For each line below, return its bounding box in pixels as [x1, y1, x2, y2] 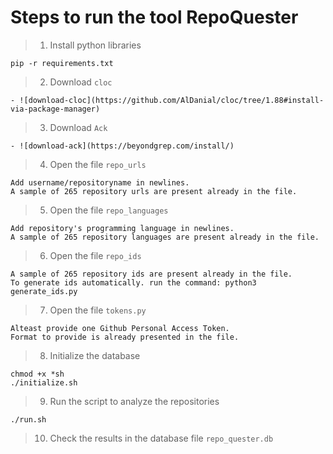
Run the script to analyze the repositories [49, 395, 220, 407]
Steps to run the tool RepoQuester [10, 6, 299, 29]
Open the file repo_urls [49, 158, 147, 170]
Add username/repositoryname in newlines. [10, 177, 190, 188]
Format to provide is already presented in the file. [10, 332, 240, 342]
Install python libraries [49, 39, 142, 51]
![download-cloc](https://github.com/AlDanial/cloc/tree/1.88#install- [19, 95, 325, 105]
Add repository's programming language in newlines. [10, 223, 235, 233]
